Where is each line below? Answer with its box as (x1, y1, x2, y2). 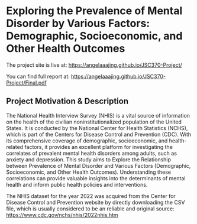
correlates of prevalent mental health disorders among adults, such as (6, 150, 177, 157)
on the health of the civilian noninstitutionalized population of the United (6, 118, 182, 125)
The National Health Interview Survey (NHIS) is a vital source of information (6, 112, 190, 119)
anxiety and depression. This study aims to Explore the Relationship (6, 155, 172, 163)
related (6, 143, 24, 150)
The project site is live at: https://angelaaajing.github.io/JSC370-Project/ (6, 61, 182, 69)
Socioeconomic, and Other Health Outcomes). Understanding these (6, 168, 172, 176)
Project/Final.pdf (6, 79, 47, 86)
